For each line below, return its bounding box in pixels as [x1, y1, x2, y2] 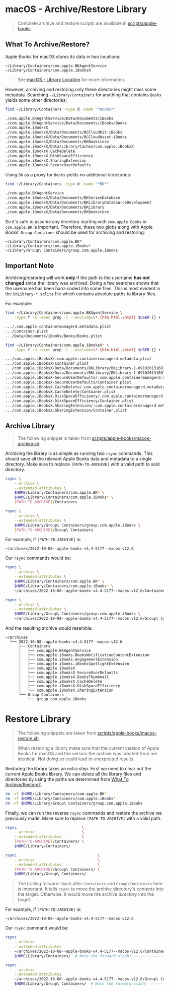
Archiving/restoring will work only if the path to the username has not [5, 275, 150, 281]
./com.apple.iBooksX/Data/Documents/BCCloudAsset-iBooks [5, 135, 127, 140]
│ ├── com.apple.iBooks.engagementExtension [18, 657, 118, 662]
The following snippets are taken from [17, 730, 97, 736]
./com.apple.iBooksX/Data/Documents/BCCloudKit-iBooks [5, 130, 123, 135]
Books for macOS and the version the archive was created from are [17, 750, 157, 756]
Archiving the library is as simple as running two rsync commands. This [5, 450, 153, 456]
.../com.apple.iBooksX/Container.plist [5, 361, 89, 366]
